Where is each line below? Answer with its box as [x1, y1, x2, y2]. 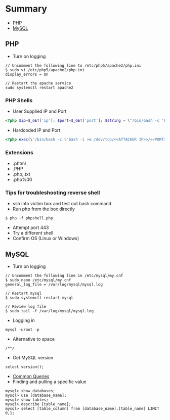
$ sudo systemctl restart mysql [5, 295, 73, 301]
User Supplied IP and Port [12, 108, 67, 114]
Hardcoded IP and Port [12, 127, 61, 133]
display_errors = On [5, 72, 49, 77]
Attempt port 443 [12, 224, 49, 230]
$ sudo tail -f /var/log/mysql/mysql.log [5, 309, 94, 314]
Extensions [5, 149, 34, 156]
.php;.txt [12, 171, 30, 177]
